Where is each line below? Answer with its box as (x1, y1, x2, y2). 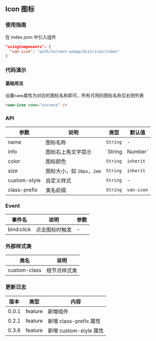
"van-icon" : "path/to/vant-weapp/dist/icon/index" (10, 49, 120, 54)
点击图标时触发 (36, 226, 72, 233)
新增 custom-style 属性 (47, 327, 104, 334)
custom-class (8, 267, 42, 274)
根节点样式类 (46, 267, 77, 274)
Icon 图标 (5, 5, 35, 14)
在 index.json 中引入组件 (5, 34, 57, 40)
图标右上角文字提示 (45, 148, 92, 155)
